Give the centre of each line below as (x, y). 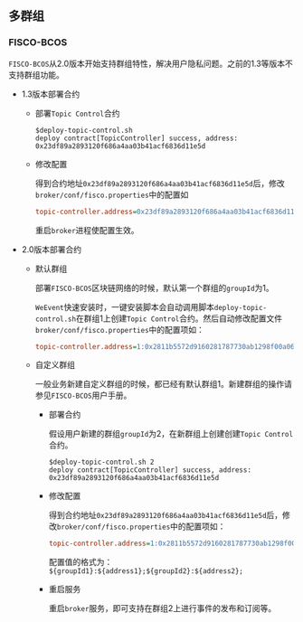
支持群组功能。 (36, 74)
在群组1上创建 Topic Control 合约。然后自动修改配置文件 (179, 318)
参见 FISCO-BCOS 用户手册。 (83, 395)
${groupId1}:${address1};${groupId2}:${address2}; (146, 571)
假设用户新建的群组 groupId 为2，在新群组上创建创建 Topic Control (171, 434)
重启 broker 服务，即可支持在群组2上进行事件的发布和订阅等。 (162, 608)
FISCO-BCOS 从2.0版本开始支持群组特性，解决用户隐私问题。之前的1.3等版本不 (151, 63)
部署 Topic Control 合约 (77, 113)
